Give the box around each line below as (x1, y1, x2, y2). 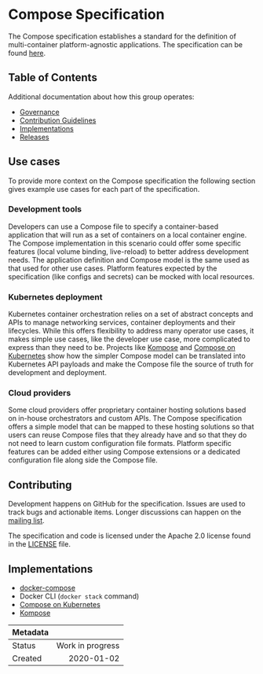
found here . (8, 48, 46, 57)
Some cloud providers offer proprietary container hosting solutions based (8, 405, 247, 414)
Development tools (8, 204, 82, 215)
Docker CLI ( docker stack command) (19, 591, 140, 601)
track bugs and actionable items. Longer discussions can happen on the (8, 507, 242, 517)
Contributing (8, 478, 72, 492)
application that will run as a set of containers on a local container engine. (8, 230, 247, 239)
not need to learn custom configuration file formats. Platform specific (8, 439, 232, 448)
